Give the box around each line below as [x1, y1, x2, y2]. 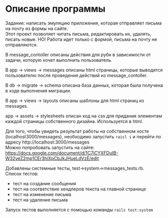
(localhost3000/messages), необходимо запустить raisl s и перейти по [5, 133, 161, 139]
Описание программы [5, 3, 106, 15]
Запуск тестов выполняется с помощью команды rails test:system [5, 206, 153, 212]
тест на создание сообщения [12, 180, 76, 186]
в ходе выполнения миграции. [5, 87, 71, 93]
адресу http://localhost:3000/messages [5, 139, 90, 145]
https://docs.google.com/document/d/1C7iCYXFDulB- [5, 150, 119, 156]
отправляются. [5, 41, 38, 47]
